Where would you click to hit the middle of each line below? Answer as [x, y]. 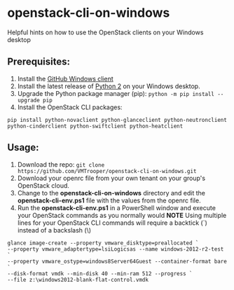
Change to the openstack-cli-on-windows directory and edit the [111, 193]
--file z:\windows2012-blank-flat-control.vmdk [78, 279]
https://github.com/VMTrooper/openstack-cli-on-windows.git [107, 171]
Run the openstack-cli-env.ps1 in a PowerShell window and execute [116, 207]
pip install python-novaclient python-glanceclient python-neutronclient [117, 120]
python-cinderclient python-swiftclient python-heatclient [95, 126]
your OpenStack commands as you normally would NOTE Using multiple [122, 215]
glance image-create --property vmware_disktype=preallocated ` [103, 243]
